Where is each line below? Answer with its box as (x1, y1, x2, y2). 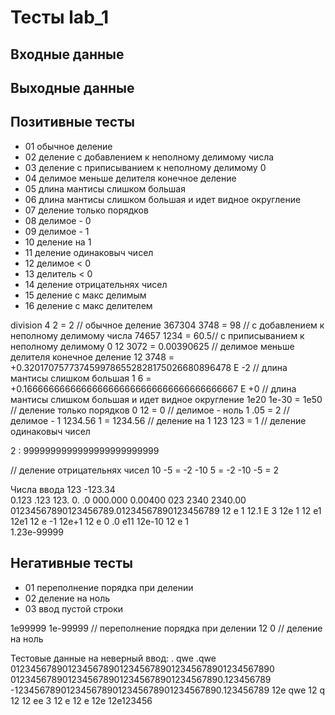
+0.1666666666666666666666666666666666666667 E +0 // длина (10, 382, 297, 395)
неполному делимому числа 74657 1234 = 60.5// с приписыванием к (10, 329, 305, 341)
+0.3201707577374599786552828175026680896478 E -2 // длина (10, 361, 288, 373)
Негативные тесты (10, 555, 133, 572)
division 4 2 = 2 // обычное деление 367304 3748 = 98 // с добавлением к (10, 319, 325, 331)
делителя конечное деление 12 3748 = (10, 351, 175, 363)
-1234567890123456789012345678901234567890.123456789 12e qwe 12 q (10, 684, 326, 696)
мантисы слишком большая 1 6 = (10, 372, 152, 384)
